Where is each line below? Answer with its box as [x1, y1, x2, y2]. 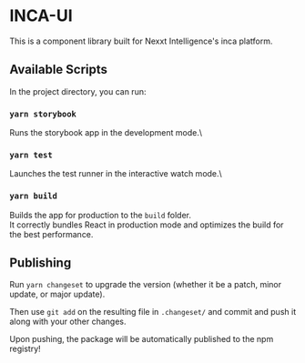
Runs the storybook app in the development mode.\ [9, 127, 203, 138]
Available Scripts [9, 62, 107, 77]
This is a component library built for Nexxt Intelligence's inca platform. [9, 35, 273, 46]
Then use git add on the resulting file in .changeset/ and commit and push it [9, 307, 297, 318]
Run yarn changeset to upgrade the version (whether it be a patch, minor [9, 279, 282, 290]
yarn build [9, 191, 57, 201]
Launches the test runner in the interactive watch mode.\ [9, 168, 223, 179]
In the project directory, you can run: [9, 86, 147, 96]
